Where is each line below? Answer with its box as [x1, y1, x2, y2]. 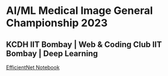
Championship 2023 [6, 16, 108, 30]
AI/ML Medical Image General [6, 4, 153, 17]
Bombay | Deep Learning [6, 48, 98, 59]
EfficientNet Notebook [6, 64, 60, 71]
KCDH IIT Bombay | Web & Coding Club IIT [6, 39, 162, 49]
